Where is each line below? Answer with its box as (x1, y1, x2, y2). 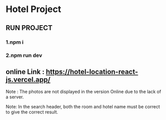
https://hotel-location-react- (45, 67, 138, 76)
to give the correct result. (6, 109, 58, 115)
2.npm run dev (6, 52, 42, 59)
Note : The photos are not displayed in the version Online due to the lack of (6, 89, 161, 95)
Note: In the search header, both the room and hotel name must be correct (6, 104, 160, 110)
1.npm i (6, 39, 24, 46)
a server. (6, 94, 24, 100)
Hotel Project (6, 4, 61, 15)
